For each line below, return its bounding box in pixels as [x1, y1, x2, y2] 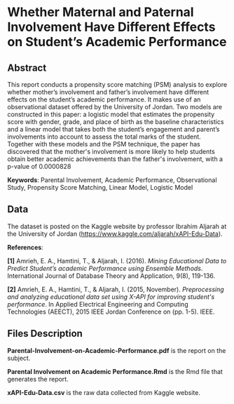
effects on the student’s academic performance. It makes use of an [7, 95, 201, 104]
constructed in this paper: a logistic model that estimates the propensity [7, 110, 215, 118]
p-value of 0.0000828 [7, 162, 71, 170]
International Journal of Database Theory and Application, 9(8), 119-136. [7, 271, 216, 280]
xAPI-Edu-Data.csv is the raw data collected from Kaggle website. [7, 388, 201, 396]
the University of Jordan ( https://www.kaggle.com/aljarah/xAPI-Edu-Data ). [7, 229, 223, 238]
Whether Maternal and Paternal [7, 4, 194, 20]
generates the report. [7, 375, 69, 383]
